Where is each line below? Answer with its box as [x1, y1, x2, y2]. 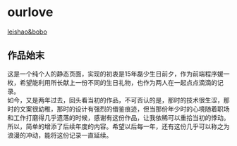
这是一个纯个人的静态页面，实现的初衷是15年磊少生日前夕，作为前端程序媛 [7, 69, 224, 78]
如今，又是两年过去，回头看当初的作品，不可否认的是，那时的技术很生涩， [7, 95, 224, 104]
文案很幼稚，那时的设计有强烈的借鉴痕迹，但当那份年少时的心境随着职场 [19, 105, 230, 113]
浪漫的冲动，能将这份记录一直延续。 [7, 131, 113, 139]
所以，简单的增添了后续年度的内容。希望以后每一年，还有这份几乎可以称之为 [7, 122, 230, 131]
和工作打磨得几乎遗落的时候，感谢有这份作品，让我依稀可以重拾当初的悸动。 [7, 113, 230, 121]
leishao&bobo [7, 27, 47, 36]
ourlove [7, 4, 54, 20]
